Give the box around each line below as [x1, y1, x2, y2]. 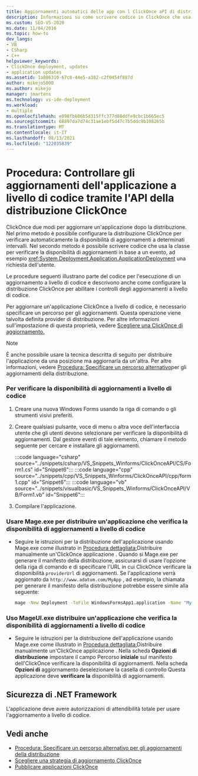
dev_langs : [6, 36, 33, 42]
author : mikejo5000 [6, 80, 54, 86]
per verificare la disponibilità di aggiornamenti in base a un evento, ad [6, 248, 176, 256]
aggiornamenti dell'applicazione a [6, 179, 177, 192]
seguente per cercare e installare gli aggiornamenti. [14, 442, 140, 449]
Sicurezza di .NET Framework [6, 690, 117, 700]
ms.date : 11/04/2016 [6, 25, 57, 31]
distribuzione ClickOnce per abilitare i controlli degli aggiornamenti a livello [6, 285, 188, 292]
